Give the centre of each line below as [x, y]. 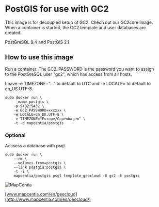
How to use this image [39, 57]
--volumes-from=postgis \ [40, 163]
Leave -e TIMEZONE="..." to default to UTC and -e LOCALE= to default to [78, 83]
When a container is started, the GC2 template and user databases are [76, 27]
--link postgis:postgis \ [40, 167]
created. [13, 32]
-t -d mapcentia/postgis [39, 123]
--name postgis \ [31, 102]
